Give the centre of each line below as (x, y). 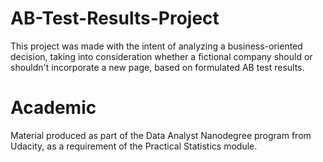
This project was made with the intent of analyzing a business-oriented (156, 46)
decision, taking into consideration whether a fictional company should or (161, 56)
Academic (53, 108)
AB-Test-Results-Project (115, 18)
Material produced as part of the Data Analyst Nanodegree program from (161, 135)
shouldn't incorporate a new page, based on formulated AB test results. (157, 67)
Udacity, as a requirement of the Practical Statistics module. (134, 146)
